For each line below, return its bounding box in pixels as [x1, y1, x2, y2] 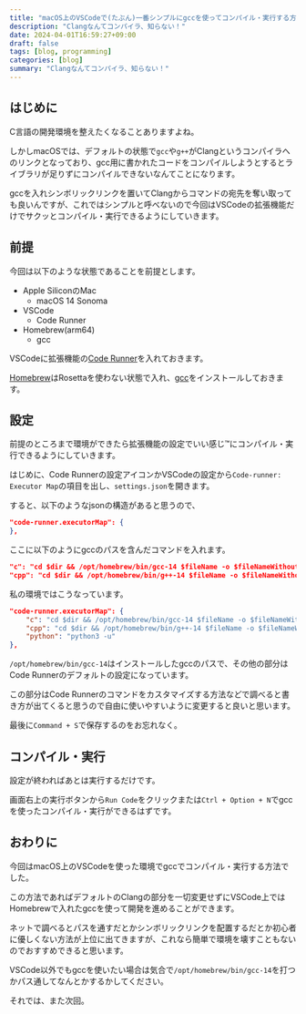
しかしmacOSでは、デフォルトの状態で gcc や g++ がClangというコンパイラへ [9, 145, 291, 156]
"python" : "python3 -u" [25, 632, 117, 641]
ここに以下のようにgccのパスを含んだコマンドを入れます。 [9, 544, 230, 556]
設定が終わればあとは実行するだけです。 [9, 775, 160, 785]
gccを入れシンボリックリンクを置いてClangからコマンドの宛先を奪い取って [9, 188, 292, 199]
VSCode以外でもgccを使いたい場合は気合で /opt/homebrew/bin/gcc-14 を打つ [9, 964, 296, 975]
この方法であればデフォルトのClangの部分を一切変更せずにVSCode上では [9, 891, 286, 902]
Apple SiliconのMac [22, 284, 97, 296]
